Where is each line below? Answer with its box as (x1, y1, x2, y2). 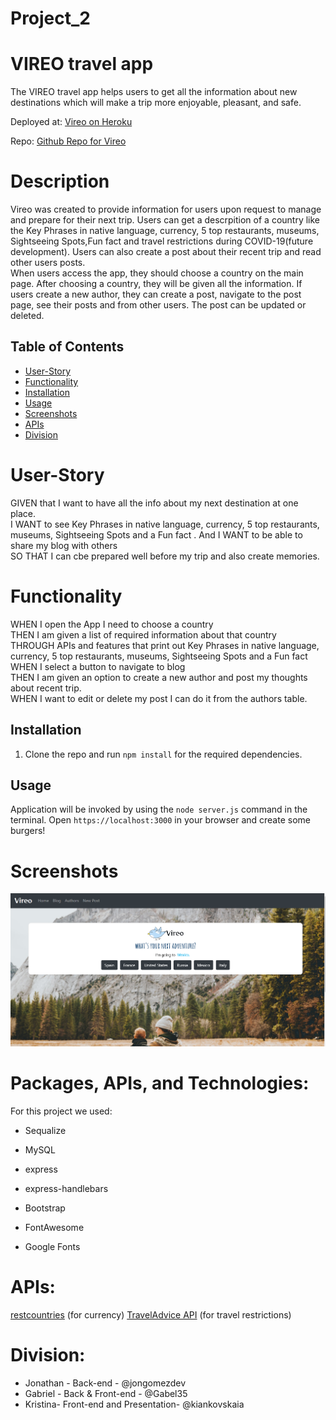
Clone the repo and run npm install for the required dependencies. (24, 748, 303, 760)
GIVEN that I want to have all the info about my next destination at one (10, 497, 299, 509)
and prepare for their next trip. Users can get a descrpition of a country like (10, 214, 321, 226)
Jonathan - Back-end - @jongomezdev (24, 1377, 187, 1389)
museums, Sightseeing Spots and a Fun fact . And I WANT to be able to (10, 528, 303, 541)
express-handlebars (24, 1183, 109, 1195)
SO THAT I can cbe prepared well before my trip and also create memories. (10, 550, 320, 562)
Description (10, 170, 110, 193)
